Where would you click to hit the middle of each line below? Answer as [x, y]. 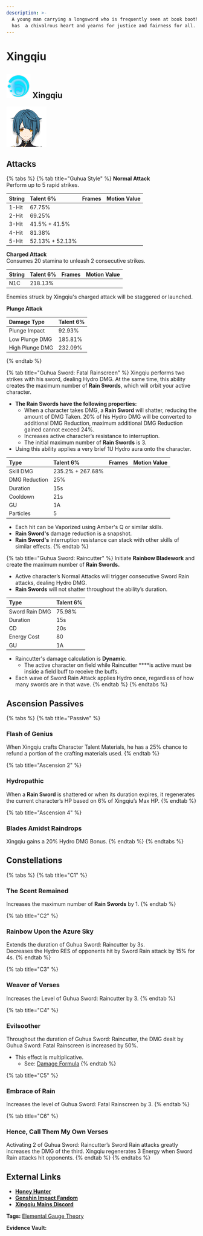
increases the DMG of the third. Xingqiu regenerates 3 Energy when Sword [99, 1151]
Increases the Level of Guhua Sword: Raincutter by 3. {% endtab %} [91, 998]
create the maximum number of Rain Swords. [63, 564]
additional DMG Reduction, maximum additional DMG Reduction [103, 423]
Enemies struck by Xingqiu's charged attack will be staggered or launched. [100, 297]
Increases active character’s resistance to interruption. [92, 436]
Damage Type [27, 322]
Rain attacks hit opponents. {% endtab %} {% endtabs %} [79, 1158]
